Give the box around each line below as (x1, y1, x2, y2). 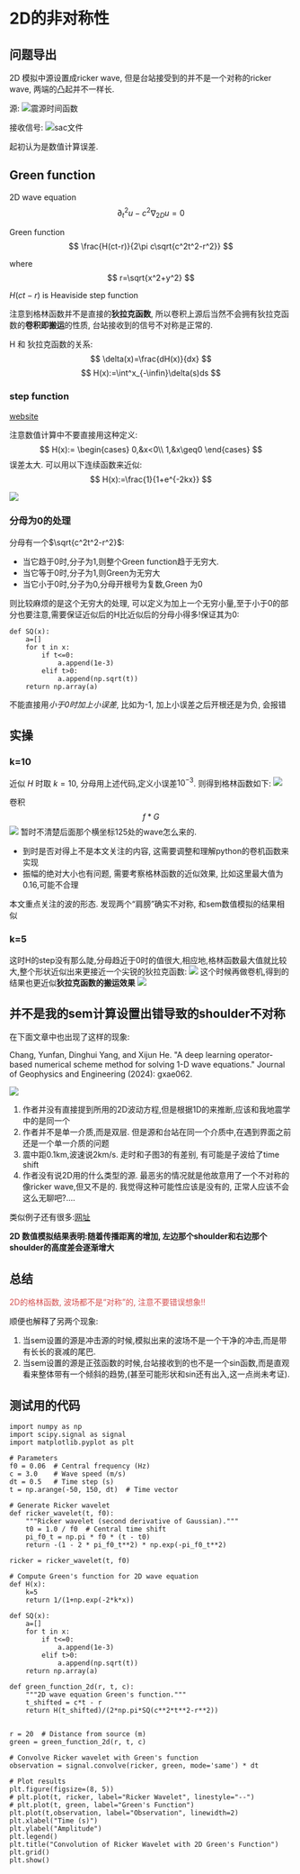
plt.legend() (9, 1832, 58, 1841)
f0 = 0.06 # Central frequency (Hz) (9, 1461, 151, 1470)
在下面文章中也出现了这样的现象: (9, 1032, 130, 1042)
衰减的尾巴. (53, 1346, 96, 1357)
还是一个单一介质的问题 (22, 1138, 110, 1149)
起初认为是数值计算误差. (9, 141, 99, 151)
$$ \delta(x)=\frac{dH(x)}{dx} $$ (90, 353, 212, 365)
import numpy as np (9, 1422, 83, 1431)
